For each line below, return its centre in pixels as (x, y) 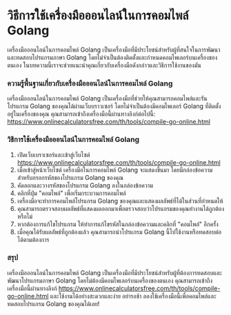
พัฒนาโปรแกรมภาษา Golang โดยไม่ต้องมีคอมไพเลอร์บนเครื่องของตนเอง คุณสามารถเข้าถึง (110, 281)
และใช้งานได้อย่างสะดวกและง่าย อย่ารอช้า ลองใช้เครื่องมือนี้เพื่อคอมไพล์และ (133, 296)
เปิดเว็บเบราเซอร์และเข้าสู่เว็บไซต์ (53, 154)
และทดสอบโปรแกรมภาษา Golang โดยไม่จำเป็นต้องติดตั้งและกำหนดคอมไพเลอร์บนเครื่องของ (112, 57)
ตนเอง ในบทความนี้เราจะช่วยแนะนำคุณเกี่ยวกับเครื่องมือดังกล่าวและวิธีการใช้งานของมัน (104, 65)
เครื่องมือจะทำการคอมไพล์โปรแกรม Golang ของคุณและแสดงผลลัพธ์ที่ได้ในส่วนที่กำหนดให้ (120, 201)
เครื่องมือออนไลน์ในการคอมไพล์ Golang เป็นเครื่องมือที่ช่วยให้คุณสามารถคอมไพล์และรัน (108, 99)
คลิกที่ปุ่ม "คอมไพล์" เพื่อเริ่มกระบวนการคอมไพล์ (71, 193)
